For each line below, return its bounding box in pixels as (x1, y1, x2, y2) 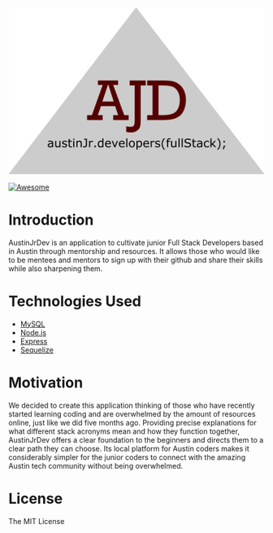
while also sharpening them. (8, 264, 103, 273)
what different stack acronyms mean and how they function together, (8, 426, 240, 436)
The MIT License (8, 516, 65, 526)
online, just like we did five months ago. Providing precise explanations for (8, 417, 258, 427)
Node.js (19, 327, 47, 337)
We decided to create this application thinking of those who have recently (8, 400, 255, 410)
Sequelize (19, 345, 54, 355)
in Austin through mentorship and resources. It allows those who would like (8, 246, 260, 256)
